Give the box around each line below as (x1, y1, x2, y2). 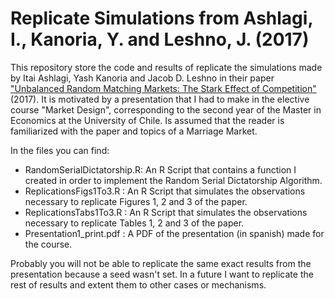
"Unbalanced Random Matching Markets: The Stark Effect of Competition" (10, 82, 317, 94)
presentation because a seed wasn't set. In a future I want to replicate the (10, 268, 314, 280)
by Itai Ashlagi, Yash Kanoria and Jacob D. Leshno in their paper (10, 72, 275, 84)
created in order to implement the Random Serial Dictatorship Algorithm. (24, 174, 323, 186)
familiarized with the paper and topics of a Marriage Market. (10, 125, 258, 137)
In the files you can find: (10, 144, 110, 156)
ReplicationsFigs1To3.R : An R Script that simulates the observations (24, 185, 306, 197)
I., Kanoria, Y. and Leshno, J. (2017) (10, 28, 310, 51)
